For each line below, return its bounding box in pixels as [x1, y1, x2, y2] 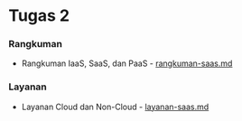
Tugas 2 [8, 5, 70, 26]
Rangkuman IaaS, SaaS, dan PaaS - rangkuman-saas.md [21, 58, 233, 69]
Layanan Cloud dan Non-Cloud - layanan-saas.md [21, 101, 209, 112]
